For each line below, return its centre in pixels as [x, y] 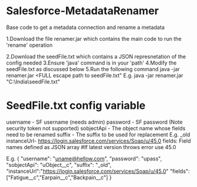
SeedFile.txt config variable [76, 106]
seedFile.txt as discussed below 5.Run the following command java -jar [93, 69]
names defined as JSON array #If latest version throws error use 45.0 [91, 147]
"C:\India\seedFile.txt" [33, 82]
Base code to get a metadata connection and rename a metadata [85, 27]
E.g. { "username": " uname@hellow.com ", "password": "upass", [84, 159]
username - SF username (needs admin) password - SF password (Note [94, 122]
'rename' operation [29, 45]
